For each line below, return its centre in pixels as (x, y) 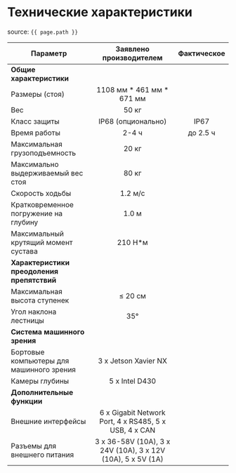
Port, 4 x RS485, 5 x (133, 421)
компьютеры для (40, 361)
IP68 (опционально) (132, 121)
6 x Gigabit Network (132, 413)
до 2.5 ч (202, 133)
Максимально (35, 164)
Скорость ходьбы (41, 193)
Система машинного (48, 332)
